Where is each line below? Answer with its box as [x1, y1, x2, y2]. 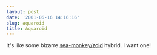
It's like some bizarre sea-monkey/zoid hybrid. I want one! [6, 42, 152, 49]
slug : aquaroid [6, 20, 45, 26]
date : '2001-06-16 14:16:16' [6, 14, 80, 20]
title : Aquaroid [6, 25, 47, 32]
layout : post [6, 8, 39, 15]
